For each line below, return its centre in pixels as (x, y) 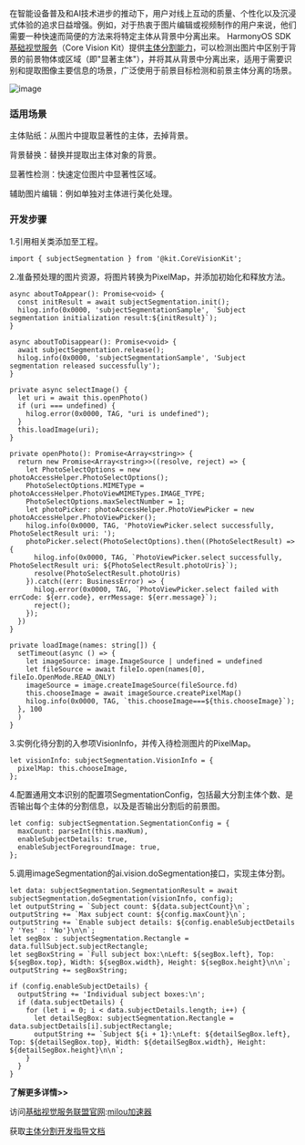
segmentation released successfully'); (85, 366)
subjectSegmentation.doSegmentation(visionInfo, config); (122, 898)
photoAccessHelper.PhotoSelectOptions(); (89, 477)
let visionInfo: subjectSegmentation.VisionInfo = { (112, 760)
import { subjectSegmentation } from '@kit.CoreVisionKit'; (126, 258)
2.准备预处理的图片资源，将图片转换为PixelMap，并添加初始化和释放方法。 (150, 276)
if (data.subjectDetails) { (71, 1002)
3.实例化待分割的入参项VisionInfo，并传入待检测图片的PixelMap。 (133, 743)
